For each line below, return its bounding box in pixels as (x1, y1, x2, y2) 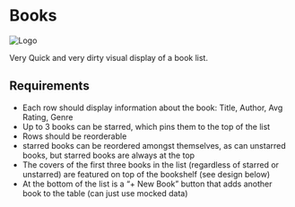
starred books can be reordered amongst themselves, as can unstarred (22, 140, 287, 151)
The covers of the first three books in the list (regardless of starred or (22, 159, 280, 170)
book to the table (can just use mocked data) (22, 187, 188, 198)
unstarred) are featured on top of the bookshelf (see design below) (22, 168, 271, 179)
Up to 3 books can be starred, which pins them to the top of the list (22, 121, 271, 132)
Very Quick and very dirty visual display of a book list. (9, 52, 209, 63)
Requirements (9, 78, 90, 94)
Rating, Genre (22, 111, 74, 122)
